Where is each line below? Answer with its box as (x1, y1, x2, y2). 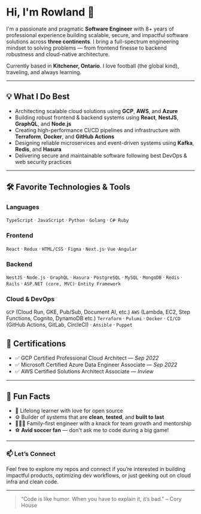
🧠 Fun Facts (6, 391, 51, 402)
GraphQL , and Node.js (14, 120, 72, 127)
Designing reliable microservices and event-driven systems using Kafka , (14, 139, 194, 146)
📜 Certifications (6, 338, 66, 349)
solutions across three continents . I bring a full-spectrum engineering (6, 38, 179, 45)
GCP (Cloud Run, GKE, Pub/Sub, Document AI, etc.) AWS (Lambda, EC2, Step (6, 308, 190, 316)
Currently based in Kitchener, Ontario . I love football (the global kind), (6, 62, 179, 69)
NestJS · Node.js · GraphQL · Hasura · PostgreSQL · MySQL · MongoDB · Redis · (6, 273, 182, 281)
